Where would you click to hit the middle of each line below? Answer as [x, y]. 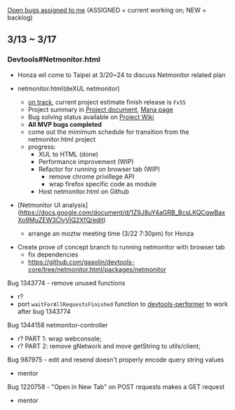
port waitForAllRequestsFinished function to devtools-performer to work [122, 303]
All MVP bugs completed [65, 124]
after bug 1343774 [44, 311]
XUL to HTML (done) [68, 154]
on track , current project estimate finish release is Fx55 [107, 102]
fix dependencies [53, 254]
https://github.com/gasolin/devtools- [81, 261]
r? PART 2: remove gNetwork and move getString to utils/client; [109, 346]
